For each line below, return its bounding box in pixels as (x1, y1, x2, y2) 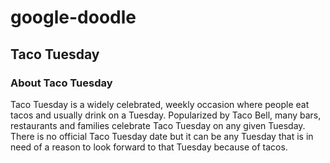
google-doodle (10, 6, 137, 29)
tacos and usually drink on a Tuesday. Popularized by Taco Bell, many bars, (10, 109, 322, 121)
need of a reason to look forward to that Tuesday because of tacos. (10, 141, 288, 153)
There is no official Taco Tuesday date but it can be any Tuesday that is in (10, 130, 314, 142)
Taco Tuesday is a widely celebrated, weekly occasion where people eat (10, 98, 310, 110)
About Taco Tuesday (10, 76, 113, 90)
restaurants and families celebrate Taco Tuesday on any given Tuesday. (10, 119, 306, 131)
